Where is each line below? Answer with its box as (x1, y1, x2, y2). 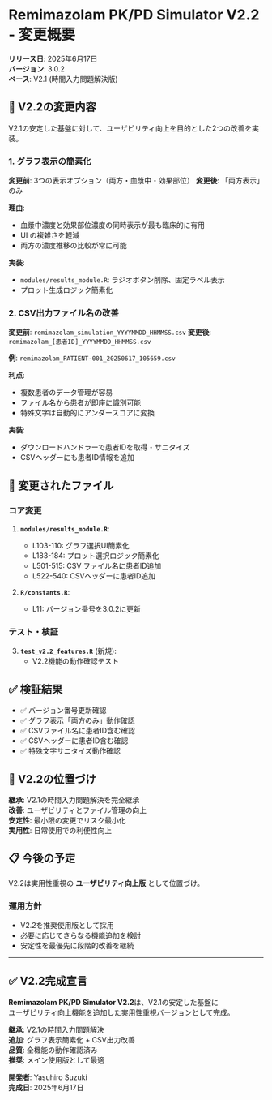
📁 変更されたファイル (8, 479, 114, 492)
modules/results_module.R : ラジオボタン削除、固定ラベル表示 (19, 275, 225, 285)
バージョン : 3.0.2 (8, 63, 65, 74)
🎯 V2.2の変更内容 (8, 100, 96, 114)
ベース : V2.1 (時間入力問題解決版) (8, 74, 119, 84)
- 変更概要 (8, 26, 75, 44)
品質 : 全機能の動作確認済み (8, 1045, 98, 1055)
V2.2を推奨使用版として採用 (19, 921, 115, 930)
